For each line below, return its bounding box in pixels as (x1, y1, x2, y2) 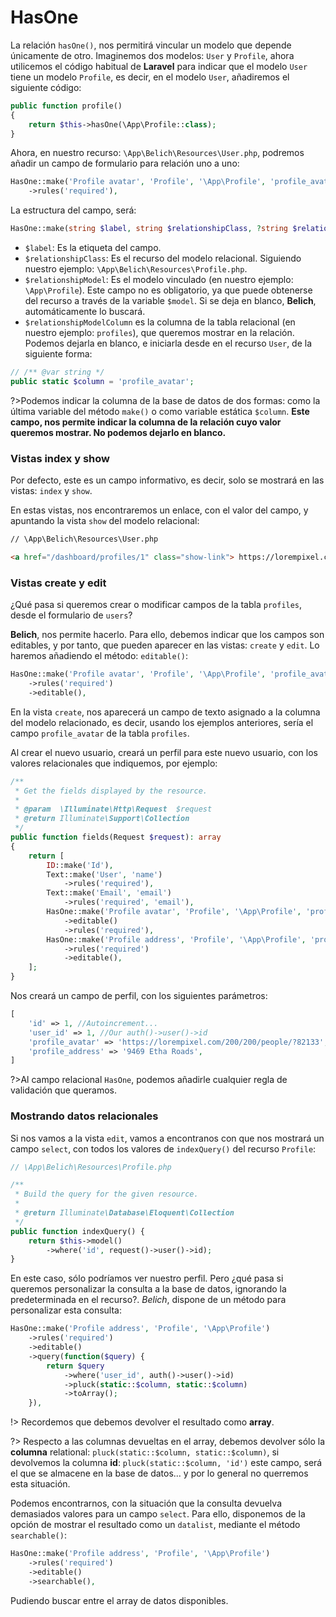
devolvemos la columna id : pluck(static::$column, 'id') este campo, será (10, 1457, 323, 1469)
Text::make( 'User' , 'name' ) (46, 869, 163, 880)
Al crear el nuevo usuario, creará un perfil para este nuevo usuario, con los (10, 746, 318, 758)
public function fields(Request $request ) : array (10, 832, 222, 843)
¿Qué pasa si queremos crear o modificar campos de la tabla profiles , (10, 599, 303, 611)
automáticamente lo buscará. (24, 306, 146, 318)
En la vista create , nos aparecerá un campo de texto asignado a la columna (10, 706, 321, 718)
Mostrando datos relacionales (10, 1109, 159, 1123)
